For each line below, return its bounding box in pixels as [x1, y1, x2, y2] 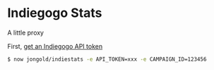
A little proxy [7, 28, 44, 37]
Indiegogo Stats [7, 5, 102, 21]
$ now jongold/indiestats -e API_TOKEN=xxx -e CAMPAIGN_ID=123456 [7, 55, 207, 63]
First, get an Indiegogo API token [7, 42, 103, 50]
